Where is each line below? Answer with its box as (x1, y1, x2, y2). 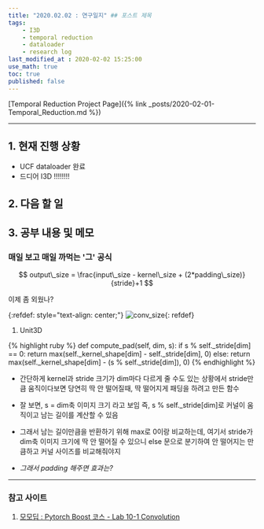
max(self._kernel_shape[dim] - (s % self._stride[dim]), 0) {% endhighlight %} (8, 357, 255, 367)
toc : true (8, 70, 41, 78)
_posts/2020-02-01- (148, 99, 214, 109)
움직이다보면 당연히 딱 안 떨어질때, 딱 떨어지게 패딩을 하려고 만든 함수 (27, 383, 240, 394)
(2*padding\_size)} (184, 270, 246, 279)
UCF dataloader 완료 (19, 162, 86, 172)
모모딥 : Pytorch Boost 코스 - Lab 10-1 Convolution (19, 512, 181, 521)
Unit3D (19, 326, 43, 335)
